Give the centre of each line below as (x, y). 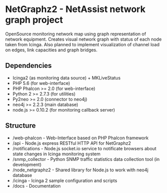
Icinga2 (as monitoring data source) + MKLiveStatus (66, 78)
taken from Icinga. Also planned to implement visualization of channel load (82, 44)
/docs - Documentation (37, 186)
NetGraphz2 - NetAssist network (75, 9)
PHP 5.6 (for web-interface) (41, 83)
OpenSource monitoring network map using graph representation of (76, 34)
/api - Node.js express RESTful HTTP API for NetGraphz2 (72, 143)
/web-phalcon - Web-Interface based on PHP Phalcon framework (80, 138)
